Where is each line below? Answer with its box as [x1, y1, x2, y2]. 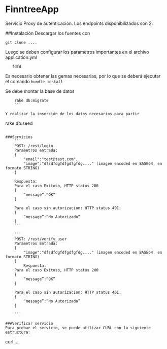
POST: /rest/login [14, 143, 53, 148]
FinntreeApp [5, 4, 59, 15]
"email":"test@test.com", [23, 156, 79, 162]
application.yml [5, 54, 37, 60]
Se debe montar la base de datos [5, 88, 75, 94]
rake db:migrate [14, 98, 49, 103]
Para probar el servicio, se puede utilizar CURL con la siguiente [5, 325, 151, 330]
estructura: [5, 330, 30, 335]
